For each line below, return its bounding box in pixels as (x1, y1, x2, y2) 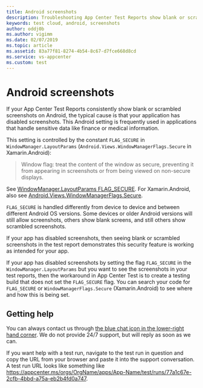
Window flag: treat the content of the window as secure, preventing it (21, 161, 194, 168)
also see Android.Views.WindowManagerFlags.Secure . (6, 192, 143, 199)
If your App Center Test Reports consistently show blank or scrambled (6, 105, 181, 112)
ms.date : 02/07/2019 (6, 37, 59, 43)
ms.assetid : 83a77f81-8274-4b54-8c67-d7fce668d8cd (6, 48, 137, 54)
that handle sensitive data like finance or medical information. (6, 124, 159, 132)
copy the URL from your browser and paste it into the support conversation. (6, 356, 195, 363)
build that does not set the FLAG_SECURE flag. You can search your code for (6, 279, 190, 286)
